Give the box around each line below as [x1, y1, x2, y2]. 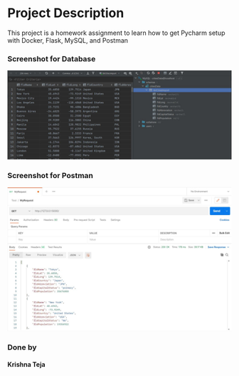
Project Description [7, 5, 124, 21]
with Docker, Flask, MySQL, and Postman [7, 36, 129, 44]
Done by [7, 343, 37, 352]
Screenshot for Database [7, 53, 96, 63]
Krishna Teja [7, 360, 46, 368]
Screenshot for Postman [7, 170, 94, 180]
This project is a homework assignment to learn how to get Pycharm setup [7, 28, 225, 37]
